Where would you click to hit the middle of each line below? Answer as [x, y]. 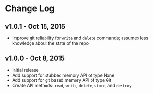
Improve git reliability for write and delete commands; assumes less [80, 38]
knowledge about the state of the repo [50, 43]
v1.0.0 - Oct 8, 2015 [35, 58]
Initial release [25, 70]
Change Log [30, 8]
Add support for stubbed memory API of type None [63, 75]
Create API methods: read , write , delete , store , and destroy [72, 85]
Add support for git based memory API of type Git [62, 80]
